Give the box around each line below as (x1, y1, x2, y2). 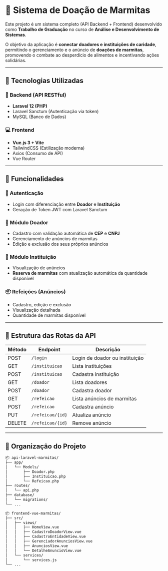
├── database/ (5, 492, 35, 497)
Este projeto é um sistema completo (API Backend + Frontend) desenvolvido (5, 21, 162, 27)
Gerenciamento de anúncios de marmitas (12, 235, 97, 242)
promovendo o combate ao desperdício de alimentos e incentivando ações (5, 52, 159, 58)
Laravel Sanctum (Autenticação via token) (12, 108, 99, 114)
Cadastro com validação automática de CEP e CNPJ (12, 230, 120, 236)
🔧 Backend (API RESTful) (5, 92, 66, 99)
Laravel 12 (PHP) (12, 103, 47, 109)
